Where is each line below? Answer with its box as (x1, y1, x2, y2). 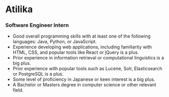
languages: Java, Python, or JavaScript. (12, 39, 97, 45)
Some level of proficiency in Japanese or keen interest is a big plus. (12, 76, 155, 82)
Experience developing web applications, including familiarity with (12, 44, 152, 50)
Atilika (5, 4, 33, 15)
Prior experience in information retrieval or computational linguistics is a (12, 55, 164, 61)
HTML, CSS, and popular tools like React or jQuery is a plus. (12, 49, 139, 55)
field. (12, 87, 24, 93)
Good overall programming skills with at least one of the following (12, 33, 151, 39)
